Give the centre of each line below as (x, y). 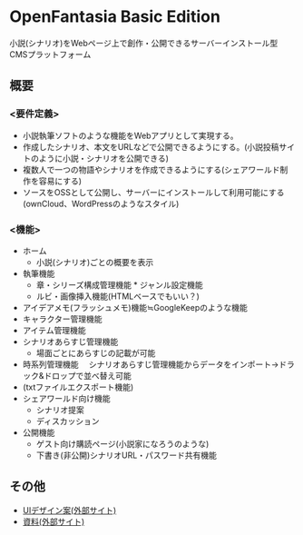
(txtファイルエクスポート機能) (78, 387)
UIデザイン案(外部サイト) (69, 510)
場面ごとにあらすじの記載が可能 (96, 352)
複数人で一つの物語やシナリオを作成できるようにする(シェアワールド (151, 169)
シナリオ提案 (60, 410)
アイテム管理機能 (54, 330)
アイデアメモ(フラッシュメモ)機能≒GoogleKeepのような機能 (135, 307)
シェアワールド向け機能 (66, 398)
